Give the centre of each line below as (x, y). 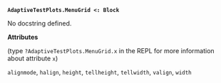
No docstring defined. (40, 23)
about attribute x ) (33, 58)
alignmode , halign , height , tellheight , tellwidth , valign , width (100, 72)
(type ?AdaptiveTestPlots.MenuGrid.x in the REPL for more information (111, 51)
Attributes (23, 37)
